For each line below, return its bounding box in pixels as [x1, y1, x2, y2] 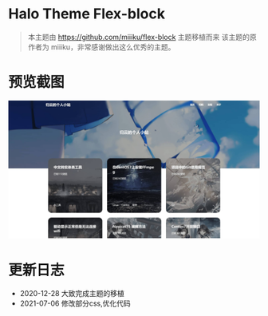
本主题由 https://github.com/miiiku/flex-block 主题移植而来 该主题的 [27, 32, 250, 41]
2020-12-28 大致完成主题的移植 [19, 289, 125, 298]
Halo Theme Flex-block [8, 5, 166, 23]
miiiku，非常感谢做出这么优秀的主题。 [50, 41, 175, 52]
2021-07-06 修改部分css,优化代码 [19, 298, 132, 308]
